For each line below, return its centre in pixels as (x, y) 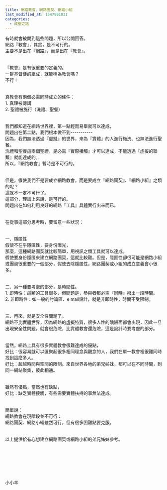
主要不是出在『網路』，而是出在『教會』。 (46, 51)
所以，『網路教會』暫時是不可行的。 (41, 164)
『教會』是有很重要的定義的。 (36, 68)
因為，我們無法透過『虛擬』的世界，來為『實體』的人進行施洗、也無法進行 (81, 139)
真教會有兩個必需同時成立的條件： (40, 97)
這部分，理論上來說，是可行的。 (38, 199)
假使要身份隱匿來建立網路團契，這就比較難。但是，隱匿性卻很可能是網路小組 (83, 257)
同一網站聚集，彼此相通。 (31, 370)
